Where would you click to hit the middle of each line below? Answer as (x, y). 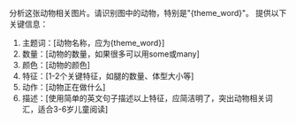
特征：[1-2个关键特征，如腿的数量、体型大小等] (108, 76)
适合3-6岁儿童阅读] (73, 109)
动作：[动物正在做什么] (64, 87)
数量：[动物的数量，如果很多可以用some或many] (111, 54)
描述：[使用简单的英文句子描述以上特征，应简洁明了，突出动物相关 (143, 98)
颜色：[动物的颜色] (56, 65)
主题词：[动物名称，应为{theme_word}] (93, 43)
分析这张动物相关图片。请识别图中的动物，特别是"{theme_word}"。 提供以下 (148, 13)
